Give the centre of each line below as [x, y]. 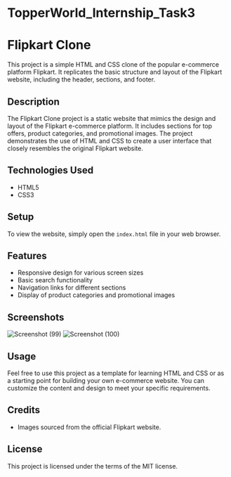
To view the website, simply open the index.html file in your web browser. [114, 234]
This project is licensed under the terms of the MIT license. [92, 466]
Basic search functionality [55, 280]
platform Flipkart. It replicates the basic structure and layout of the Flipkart [115, 72]
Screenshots [36, 317]
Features [27, 255]
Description [33, 102]
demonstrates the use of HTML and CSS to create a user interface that [110, 141]
